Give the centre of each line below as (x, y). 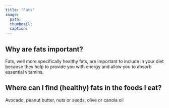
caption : (19, 29)
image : (12, 15)
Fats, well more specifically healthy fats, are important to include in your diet (84, 61)
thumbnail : (21, 24)
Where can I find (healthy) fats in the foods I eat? (83, 88)
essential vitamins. (24, 72)
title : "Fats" (20, 10)
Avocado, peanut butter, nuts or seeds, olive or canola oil (64, 100)
